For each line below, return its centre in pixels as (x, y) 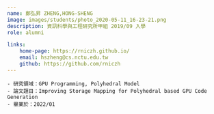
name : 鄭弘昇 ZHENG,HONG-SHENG (50, 13)
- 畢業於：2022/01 (31, 104)
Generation (23, 97)
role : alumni (26, 32)
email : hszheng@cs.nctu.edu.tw (64, 58)
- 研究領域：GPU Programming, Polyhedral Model (73, 84)
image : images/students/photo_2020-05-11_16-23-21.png (87, 20)
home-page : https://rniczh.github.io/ (75, 51)
